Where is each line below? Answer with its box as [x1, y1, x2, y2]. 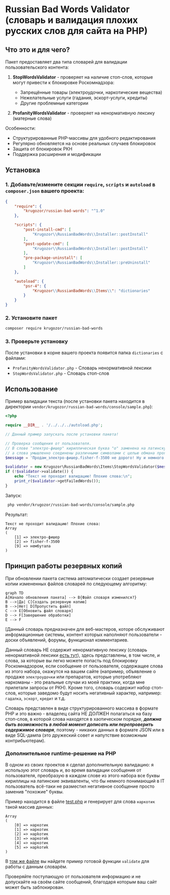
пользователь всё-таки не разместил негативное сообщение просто [5, 783, 155, 789]
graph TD [5, 590, 24, 595]
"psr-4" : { [23, 283, 47, 289]
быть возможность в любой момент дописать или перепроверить [5, 721, 154, 727]
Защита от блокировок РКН [12, 146, 72, 152]
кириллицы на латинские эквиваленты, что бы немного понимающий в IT [5, 778, 165, 784]
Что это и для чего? [5, 45, 70, 54]
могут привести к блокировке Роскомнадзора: [12, 80, 115, 85]
